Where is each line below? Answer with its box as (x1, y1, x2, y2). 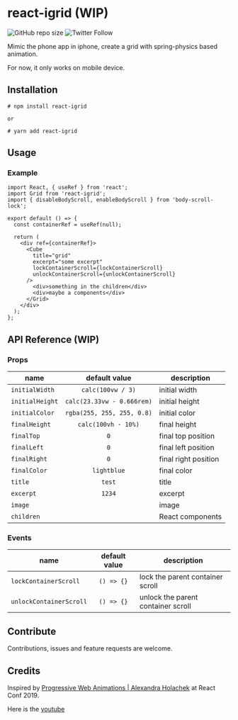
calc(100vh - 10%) (77, 420, 140, 429)
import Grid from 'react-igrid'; (7, 190, 106, 198)
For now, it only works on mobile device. (7, 63, 125, 72)
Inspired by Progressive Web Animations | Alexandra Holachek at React (7, 684, 216, 692)
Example (7, 168, 38, 178)
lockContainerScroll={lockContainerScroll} (33, 264, 163, 272)
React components (159, 512, 222, 522)
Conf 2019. (7, 691, 40, 699)
